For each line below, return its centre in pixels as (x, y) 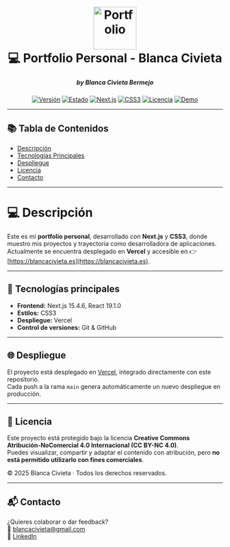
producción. (24, 394)
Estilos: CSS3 (37, 313)
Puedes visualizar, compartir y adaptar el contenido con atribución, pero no (114, 453)
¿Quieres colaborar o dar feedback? (58, 522)
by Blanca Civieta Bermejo (115, 82)
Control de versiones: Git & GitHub (67, 327)
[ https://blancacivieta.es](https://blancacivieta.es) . (79, 261)
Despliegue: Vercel (44, 320)
